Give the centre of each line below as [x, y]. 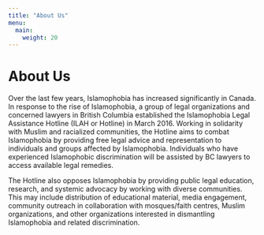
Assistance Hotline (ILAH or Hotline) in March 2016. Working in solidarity [126, 124]
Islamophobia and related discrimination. [74, 222]
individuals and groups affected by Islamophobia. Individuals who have [123, 149]
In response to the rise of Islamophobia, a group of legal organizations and [129, 106]
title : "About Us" [38, 15]
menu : [17, 23]
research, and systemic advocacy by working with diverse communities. [125, 189]
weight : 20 [40, 37]
